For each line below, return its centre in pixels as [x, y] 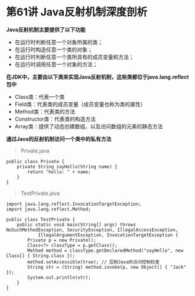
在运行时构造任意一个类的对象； [53, 49]
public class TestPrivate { [41, 219]
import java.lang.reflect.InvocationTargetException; [74, 204]
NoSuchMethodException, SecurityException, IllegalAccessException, [92, 230]
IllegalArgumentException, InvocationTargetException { [108, 235]
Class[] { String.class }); [41, 256]
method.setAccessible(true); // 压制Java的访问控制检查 [93, 262]
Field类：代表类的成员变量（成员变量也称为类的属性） [80, 104]
